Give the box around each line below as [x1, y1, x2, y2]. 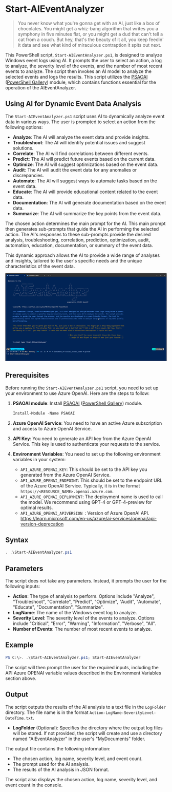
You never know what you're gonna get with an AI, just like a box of [17, 20, 160, 26]
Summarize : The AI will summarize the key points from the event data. [12, 210, 162, 216]
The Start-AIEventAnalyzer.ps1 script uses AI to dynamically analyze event [5, 113, 165, 119]
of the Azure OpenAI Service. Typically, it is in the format [20, 482, 140, 488]
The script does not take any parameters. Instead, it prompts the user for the [5, 578, 167, 584]
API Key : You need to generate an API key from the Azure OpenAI [12, 435, 152, 442]
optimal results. [20, 504, 53, 511]
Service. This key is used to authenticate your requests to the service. [12, 441, 160, 447]
